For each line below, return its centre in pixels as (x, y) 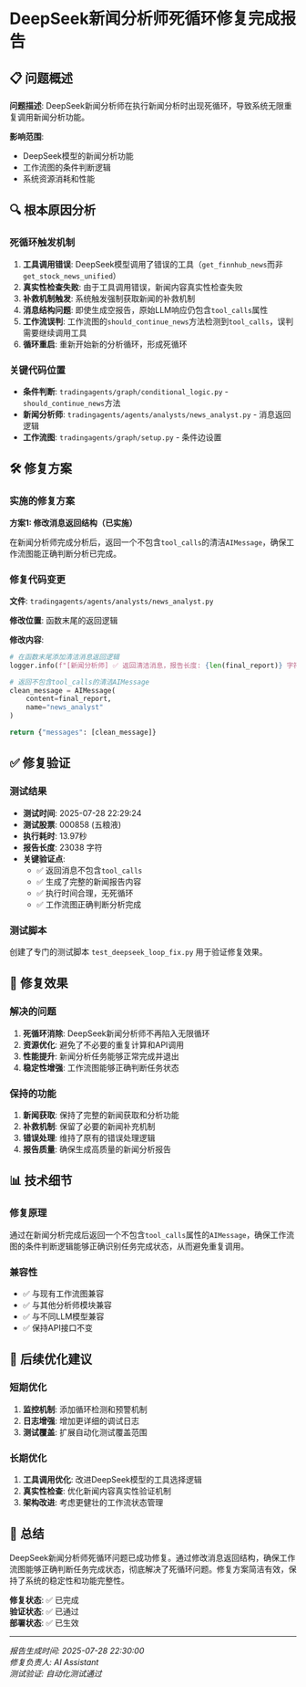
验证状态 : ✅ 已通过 (44, 1611)
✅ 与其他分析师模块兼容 (67, 1305)
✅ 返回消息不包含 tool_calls (89, 870)
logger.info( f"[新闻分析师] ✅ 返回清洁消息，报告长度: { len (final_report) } (146, 665)
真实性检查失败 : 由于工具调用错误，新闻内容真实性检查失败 (133, 287)
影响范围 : (27, 136)
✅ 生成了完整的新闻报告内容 (89, 881)
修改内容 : (27, 639)
